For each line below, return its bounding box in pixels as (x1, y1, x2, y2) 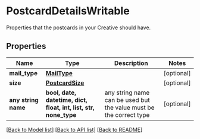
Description (114, 58, 148, 67)
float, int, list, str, (45, 103, 95, 112)
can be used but (104, 95, 150, 104)
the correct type (104, 110, 150, 119)
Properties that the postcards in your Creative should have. (6, 24, 151, 31)
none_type (45, 110, 77, 119)
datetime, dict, (45, 95, 87, 104)
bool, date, (45, 88, 76, 97)
